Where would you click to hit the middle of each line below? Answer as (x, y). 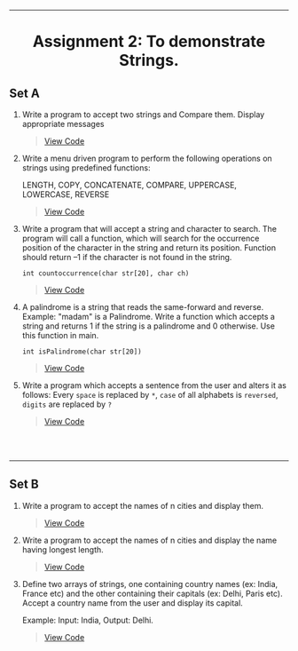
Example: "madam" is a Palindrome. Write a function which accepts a (148, 317)
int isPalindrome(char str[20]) (82, 352)
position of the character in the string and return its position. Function (149, 248)
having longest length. (63, 549)
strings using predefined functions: (86, 168)
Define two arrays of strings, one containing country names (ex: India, (150, 584)
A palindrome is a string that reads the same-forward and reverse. (143, 307)
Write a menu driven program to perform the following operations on (147, 158)
